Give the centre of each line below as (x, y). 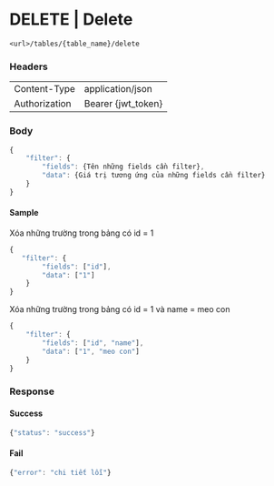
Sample (24, 213)
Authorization (43, 104)
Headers (29, 66)
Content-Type (44, 89)
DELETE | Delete (71, 20)
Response (32, 391)
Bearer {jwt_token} (123, 104)
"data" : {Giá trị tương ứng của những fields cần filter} (154, 176)
